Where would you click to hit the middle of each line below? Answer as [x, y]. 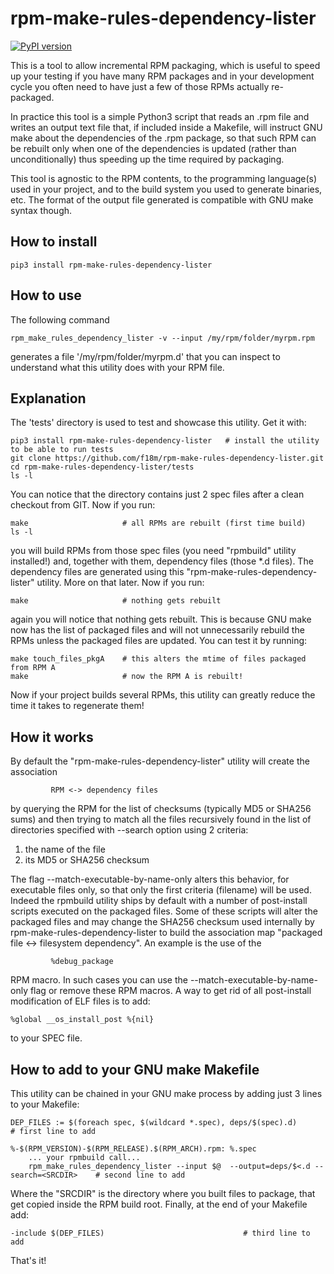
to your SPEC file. [46, 1038]
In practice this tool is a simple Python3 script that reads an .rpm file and [160, 116]
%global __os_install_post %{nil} [82, 1020]
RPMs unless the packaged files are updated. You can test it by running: [159, 641]
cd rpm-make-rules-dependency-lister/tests [102, 467]
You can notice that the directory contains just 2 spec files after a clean [157, 494]
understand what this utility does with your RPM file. [117, 367]
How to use [46, 295]
